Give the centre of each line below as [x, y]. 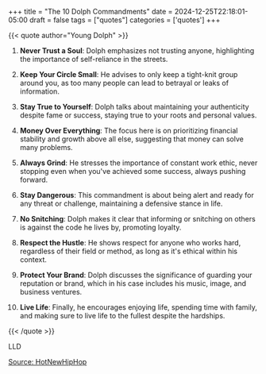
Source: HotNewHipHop [48, 362]
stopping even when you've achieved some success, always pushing [133, 171]
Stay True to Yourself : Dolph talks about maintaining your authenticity [134, 107]
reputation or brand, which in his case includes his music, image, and [133, 283]
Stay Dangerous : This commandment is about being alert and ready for [137, 195]
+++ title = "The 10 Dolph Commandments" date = [91, 12]
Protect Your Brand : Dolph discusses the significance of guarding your [136, 275]
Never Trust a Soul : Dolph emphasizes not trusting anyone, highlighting [137, 50]
